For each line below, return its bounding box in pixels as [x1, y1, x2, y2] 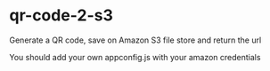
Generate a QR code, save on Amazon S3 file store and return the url [9, 35, 262, 45]
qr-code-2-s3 [9, 5, 114, 26]
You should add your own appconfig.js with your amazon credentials [9, 51, 261, 62]
